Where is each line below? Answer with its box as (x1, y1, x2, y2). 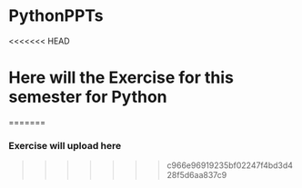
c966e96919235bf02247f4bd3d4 (166, 160, 293, 171)
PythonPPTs (8, 5, 104, 26)
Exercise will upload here (8, 139, 122, 152)
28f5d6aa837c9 (166, 170, 227, 181)
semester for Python (8, 87, 167, 107)
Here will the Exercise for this (8, 67, 234, 88)
